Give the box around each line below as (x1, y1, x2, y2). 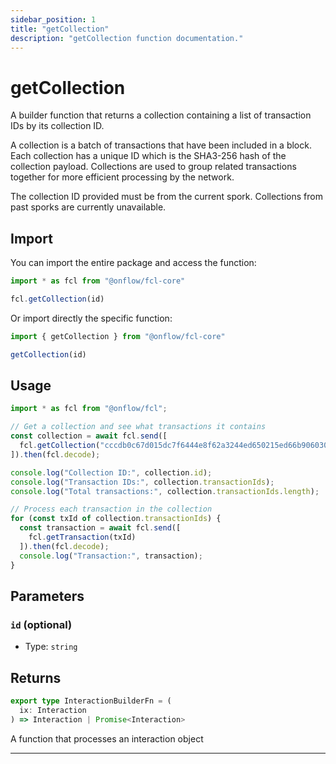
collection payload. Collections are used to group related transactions (10, 161, 297, 173)
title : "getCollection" (10, 24, 110, 34)
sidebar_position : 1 (10, 14, 97, 25)
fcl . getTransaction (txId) (28, 532, 137, 543)
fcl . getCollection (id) (10, 294, 105, 304)
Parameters (10, 587, 85, 605)
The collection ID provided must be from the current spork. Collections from (10, 191, 323, 203)
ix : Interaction (19, 705, 87, 715)
